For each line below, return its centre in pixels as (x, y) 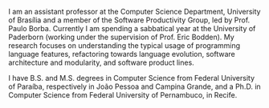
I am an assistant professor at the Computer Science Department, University (134, 12)
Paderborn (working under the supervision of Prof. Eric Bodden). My (121, 37)
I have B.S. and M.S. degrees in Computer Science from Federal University (132, 78)
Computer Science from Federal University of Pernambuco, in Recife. (123, 95)
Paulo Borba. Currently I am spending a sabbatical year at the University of (132, 28)
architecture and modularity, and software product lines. (101, 62)
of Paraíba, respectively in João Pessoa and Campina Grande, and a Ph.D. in (134, 86)
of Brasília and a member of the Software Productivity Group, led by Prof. (129, 20)
